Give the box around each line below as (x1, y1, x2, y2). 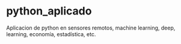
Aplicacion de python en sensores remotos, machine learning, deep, (6, 24, 176, 31)
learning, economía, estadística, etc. (6, 30, 96, 37)
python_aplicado (6, 4, 92, 18)
